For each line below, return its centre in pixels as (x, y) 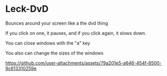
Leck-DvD (27, 9)
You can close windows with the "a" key (48, 43)
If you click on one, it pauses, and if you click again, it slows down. (76, 33)
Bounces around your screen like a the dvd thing (57, 23)
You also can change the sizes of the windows (54, 53)
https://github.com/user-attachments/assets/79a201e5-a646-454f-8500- (83, 63)
